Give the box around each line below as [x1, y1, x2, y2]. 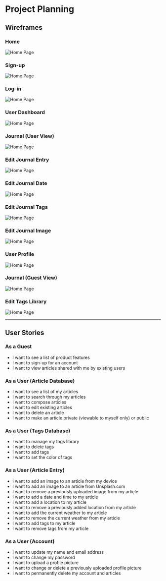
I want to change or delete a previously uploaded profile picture [12, 565, 142, 571]
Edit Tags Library [5, 298, 47, 305]
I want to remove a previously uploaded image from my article [12, 488, 139, 494]
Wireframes [5, 23, 43, 32]
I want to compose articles [12, 399, 67, 405]
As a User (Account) [5, 538, 55, 545]
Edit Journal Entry [5, 156, 49, 163]
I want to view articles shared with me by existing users [12, 365, 125, 371]
